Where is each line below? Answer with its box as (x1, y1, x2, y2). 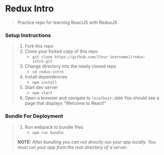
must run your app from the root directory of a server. (17, 144, 128, 150)
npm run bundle (32, 130, 64, 135)
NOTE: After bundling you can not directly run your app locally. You (17, 139, 156, 145)
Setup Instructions (5, 32, 51, 39)
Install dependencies (24, 74, 68, 80)
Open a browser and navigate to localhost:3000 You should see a (24, 95, 160, 101)
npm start (32, 90, 53, 96)
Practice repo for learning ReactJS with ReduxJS (17, 19, 118, 25)
